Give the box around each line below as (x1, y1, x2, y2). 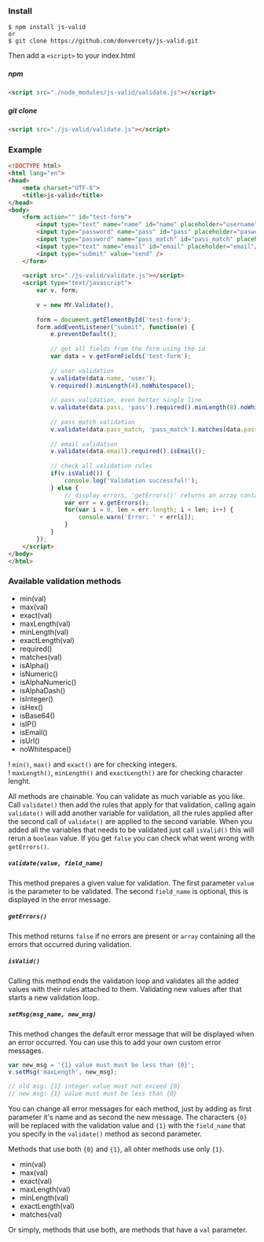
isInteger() (19, 694, 53, 704)
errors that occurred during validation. (8, 939, 132, 949)
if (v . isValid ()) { (49, 470, 111, 478)
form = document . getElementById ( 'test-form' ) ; (36, 316, 192, 323)
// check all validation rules (49, 462, 153, 470)
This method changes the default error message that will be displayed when (8, 1029, 255, 1038)
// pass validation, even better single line (49, 396, 202, 405)
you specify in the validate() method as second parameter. (8, 1129, 203, 1139)
